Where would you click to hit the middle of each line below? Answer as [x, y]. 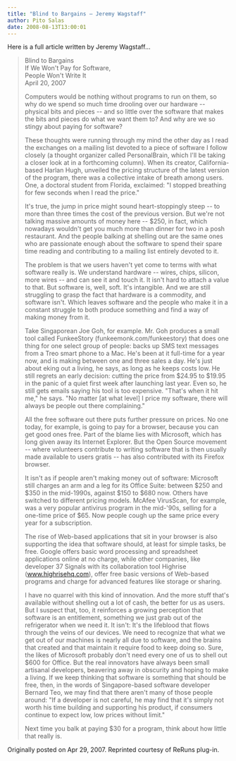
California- [214, 163]
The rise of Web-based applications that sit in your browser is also [121, 537]
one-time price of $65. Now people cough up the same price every [122, 516]
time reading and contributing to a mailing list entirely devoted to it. [122, 252]
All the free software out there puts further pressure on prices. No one [126, 419]
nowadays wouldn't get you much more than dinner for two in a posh [125, 229]
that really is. [43, 736]
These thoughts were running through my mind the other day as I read [126, 140]
